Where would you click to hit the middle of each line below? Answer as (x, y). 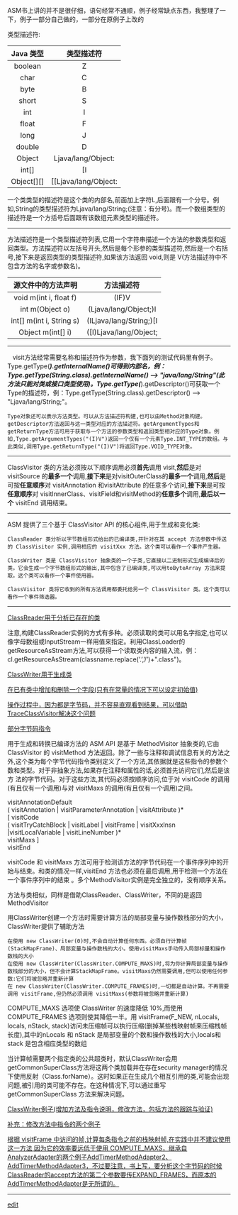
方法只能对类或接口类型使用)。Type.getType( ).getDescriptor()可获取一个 (114, 384)
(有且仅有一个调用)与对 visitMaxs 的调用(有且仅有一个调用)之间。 (102, 788)
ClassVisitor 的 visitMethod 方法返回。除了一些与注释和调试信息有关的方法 (116, 752)
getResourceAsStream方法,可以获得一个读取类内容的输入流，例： (103, 650)
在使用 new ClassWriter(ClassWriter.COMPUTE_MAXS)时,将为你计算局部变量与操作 (118, 964)
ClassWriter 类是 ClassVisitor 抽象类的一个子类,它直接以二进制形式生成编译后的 (116, 561)
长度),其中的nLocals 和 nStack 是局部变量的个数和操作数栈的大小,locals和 (114, 1034)
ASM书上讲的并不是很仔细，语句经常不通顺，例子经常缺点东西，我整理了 (114, 10)
